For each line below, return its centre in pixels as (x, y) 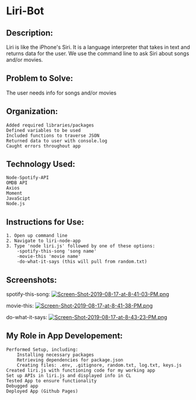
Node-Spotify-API (28, 178)
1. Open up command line (37, 236)
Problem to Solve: (39, 78)
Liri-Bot (25, 11)
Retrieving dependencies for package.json (70, 360)
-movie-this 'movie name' (49, 257)
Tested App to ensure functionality (51, 381)
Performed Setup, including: (42, 349)
